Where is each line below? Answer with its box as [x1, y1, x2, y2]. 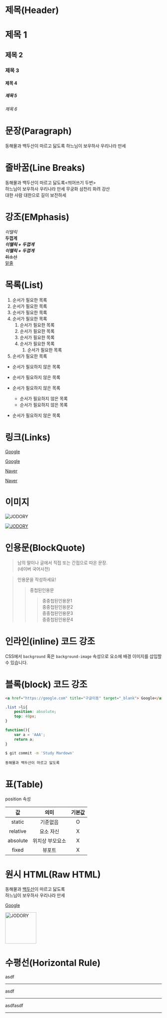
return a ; [14, 737, 35, 742]
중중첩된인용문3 [42, 610, 74, 616]
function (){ [5, 727, 30, 733]
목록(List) [5, 280, 43, 291]
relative [9, 828, 26, 835]
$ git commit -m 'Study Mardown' [5, 750, 75, 755]
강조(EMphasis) [5, 212, 70, 223]
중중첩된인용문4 [42, 616, 74, 622]
